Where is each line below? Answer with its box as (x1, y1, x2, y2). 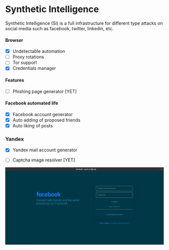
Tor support (12, 59, 37, 66)
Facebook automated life (5, 100, 59, 106)
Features (5, 77, 24, 83)
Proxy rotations (12, 54, 44, 60)
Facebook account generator (12, 111, 73, 117)
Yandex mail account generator (12, 147, 78, 153)
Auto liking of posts (12, 122, 53, 129)
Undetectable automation (12, 48, 65, 54)
